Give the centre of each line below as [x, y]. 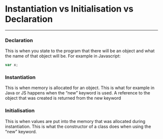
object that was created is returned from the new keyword [63, 98]
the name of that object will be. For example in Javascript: [63, 56]
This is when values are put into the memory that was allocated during [75, 121]
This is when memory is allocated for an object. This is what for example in [80, 88]
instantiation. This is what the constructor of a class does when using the [78, 126]
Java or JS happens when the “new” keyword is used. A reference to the [78, 93]
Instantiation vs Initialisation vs [69, 9]
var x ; [12, 65]
